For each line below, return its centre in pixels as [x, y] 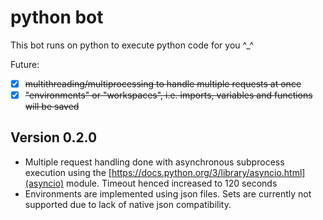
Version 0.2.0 [54, 137]
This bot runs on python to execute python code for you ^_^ [132, 45]
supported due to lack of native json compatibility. [128, 204]
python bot [57, 17]
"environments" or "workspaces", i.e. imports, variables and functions [168, 95]
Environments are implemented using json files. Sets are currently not [168, 193]
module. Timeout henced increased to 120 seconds [171, 183]
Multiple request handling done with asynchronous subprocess [154, 162]
